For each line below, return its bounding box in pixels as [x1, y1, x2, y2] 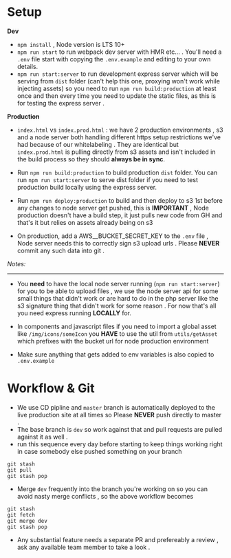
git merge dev [7, 517, 48, 524]
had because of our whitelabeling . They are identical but [16, 140, 179, 148]
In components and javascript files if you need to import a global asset [16, 322, 217, 330]
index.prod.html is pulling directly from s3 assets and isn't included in [16, 148, 216, 156]
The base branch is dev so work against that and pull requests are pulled [16, 425, 223, 433]
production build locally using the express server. [16, 183, 157, 191]
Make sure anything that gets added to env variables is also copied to [16, 350, 214, 359]
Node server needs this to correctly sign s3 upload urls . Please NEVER [16, 239, 220, 247]
